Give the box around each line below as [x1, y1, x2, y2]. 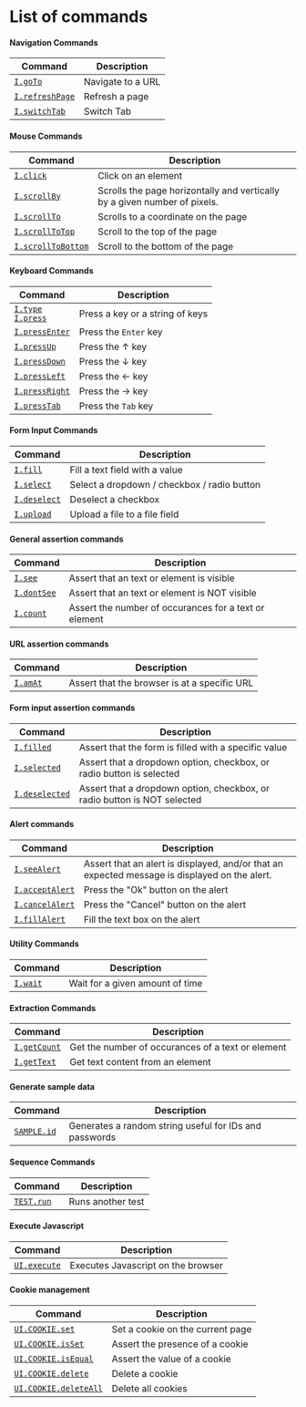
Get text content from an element [69, 1056, 211, 1069]
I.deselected [14, 789, 71, 799]
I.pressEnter [14, 326, 71, 336]
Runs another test [68, 1195, 145, 1207]
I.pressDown [14, 356, 66, 367]
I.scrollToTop [14, 226, 76, 236]
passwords [68, 1131, 117, 1143]
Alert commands [9, 819, 75, 830]
